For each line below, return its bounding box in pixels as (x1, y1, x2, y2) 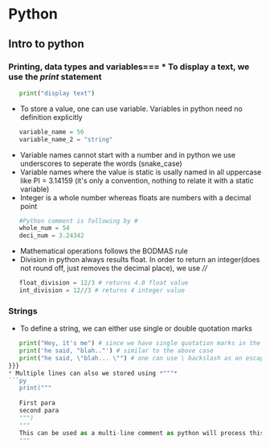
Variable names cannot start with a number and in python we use (19, 150, 235, 159)
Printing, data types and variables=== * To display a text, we (8, 61, 250, 72)
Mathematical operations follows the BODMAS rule (19, 246, 189, 256)
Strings (8, 305, 38, 316)
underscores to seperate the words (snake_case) (19, 158, 182, 168)
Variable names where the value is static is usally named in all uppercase (19, 166, 262, 177)
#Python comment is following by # (18, 216, 138, 225)
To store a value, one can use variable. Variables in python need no (19, 104, 243, 113)
